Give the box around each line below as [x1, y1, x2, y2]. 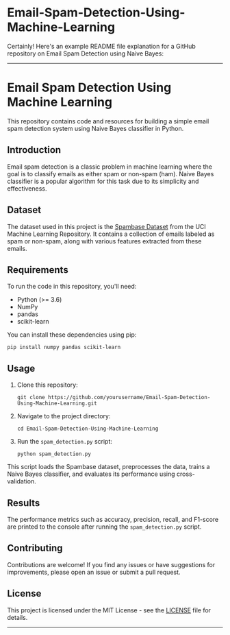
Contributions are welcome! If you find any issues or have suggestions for [7, 560, 216, 568]
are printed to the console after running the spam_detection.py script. [7, 523, 202, 531]
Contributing [7, 542, 63, 554]
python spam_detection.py [16, 451, 91, 457]
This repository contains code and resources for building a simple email [7, 117, 209, 125]
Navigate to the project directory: [16, 412, 111, 420]
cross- [176, 470, 195, 478]
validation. [7, 477, 36, 486]
